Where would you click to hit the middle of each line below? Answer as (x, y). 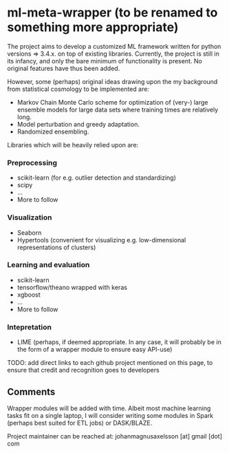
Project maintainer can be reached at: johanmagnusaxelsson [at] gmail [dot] (115, 436)
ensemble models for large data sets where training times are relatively (118, 109)
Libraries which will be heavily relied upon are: (73, 145)
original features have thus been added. (64, 68)
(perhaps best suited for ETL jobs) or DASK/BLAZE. (80, 423)
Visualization (30, 218)
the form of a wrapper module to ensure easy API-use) (95, 350)
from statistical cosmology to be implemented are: (78, 89)
